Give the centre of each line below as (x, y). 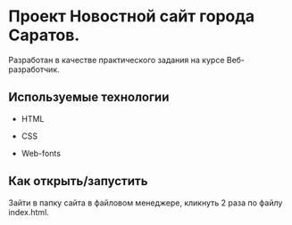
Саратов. (44, 35)
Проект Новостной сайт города (132, 16)
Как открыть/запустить (78, 181)
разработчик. (34, 69)
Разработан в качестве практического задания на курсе (117, 60)
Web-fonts (41, 153)
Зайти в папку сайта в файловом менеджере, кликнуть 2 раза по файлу (146, 203)
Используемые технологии (89, 97)
